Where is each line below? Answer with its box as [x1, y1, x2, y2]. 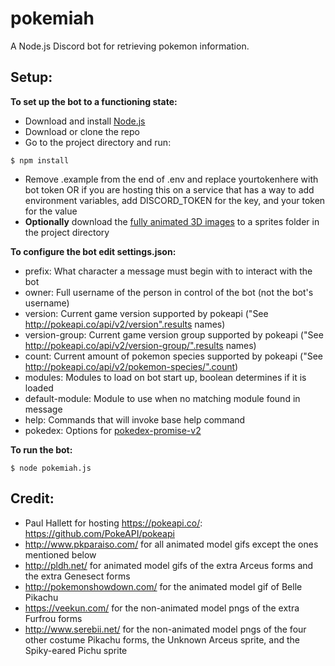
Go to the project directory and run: [24, 136, 172, 148]
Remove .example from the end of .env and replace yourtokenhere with [24, 173, 319, 185]
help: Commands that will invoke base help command [24, 413, 246, 426]
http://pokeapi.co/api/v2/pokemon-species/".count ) [24, 360, 239, 372]
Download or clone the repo [24, 125, 140, 137]
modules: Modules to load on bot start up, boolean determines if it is [24, 371, 307, 383]
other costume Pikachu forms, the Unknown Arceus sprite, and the [24, 633, 300, 646]
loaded [24, 382, 54, 394]
